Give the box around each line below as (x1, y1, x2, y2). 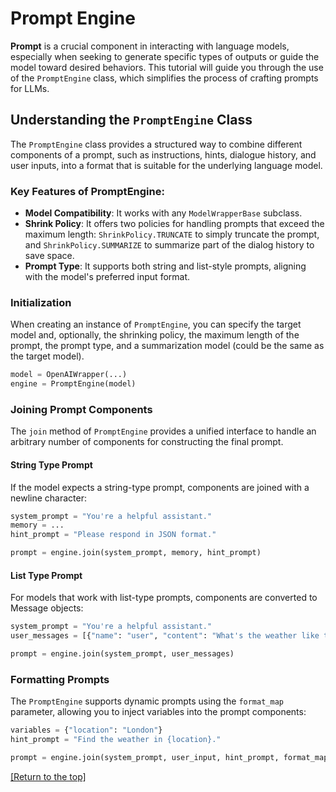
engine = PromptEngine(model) (10, 379, 137, 389)
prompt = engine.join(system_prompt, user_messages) (10, 649, 235, 659)
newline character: (10, 492, 87, 504)
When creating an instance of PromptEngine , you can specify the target (10, 318, 302, 331)
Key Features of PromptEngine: (10, 184, 165, 198)
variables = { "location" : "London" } (10, 725, 163, 736)
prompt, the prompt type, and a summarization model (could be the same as (10, 340, 325, 352)
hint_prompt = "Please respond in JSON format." (10, 530, 217, 540)
